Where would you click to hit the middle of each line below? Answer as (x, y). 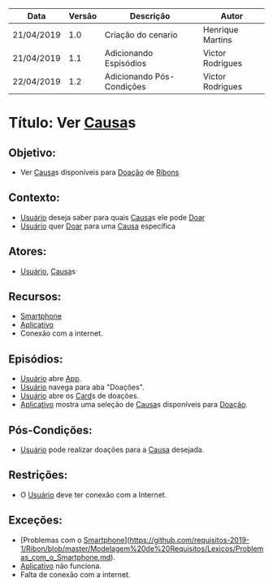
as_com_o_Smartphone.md (65, 557)
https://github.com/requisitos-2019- (190, 540)
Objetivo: (32, 152)
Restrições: (38, 475)
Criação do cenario (141, 35)
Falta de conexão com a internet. (75, 574)
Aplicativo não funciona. (61, 566)
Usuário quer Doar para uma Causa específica (98, 226)
